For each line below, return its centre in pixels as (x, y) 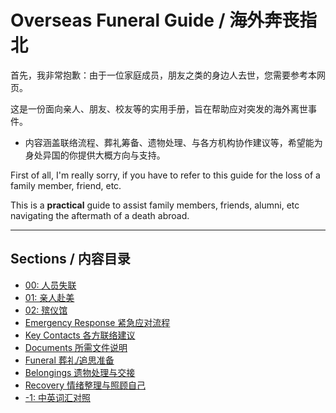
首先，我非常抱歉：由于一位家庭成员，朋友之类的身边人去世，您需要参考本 (163, 75)
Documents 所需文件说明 (76, 347)
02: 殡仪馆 (46, 310)
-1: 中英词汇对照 (57, 397)
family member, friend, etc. (66, 185)
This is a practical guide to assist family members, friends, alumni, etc (155, 205)
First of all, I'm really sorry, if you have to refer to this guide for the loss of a (165, 175)
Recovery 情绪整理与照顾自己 (85, 385)
